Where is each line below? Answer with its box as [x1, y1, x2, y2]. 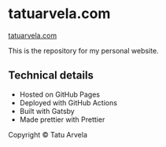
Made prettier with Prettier [19, 115, 105, 124]
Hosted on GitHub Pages [19, 90, 101, 99]
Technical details [8, 68, 94, 83]
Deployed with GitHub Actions [19, 97, 118, 107]
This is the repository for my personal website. [8, 46, 159, 55]
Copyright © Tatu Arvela [8, 130, 88, 139]
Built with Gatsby [19, 106, 75, 116]
